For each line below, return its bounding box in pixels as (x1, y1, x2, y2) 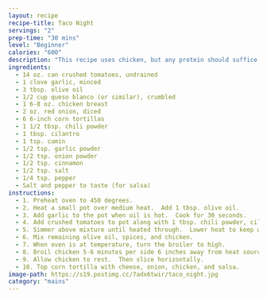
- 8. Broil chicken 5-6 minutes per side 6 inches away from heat (15, 248, 240, 256)
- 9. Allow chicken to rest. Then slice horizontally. (15, 255, 204, 263)
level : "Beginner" (8, 41, 69, 49)
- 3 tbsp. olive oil (15, 85, 83, 94)
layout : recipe (8, 11, 59, 20)
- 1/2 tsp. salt (15, 167, 69, 175)
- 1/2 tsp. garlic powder (15, 145, 102, 153)
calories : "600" (8, 48, 62, 56)
